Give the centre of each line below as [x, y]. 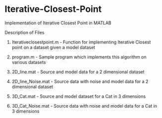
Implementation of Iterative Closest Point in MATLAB [58, 23]
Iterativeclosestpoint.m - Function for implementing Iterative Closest [81, 42]
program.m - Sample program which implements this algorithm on [79, 57]
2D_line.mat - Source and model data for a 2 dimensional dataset [78, 72]
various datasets [29, 62]
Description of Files [25, 32]
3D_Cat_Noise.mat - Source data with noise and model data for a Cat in [84, 106]
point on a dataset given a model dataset [53, 47]
